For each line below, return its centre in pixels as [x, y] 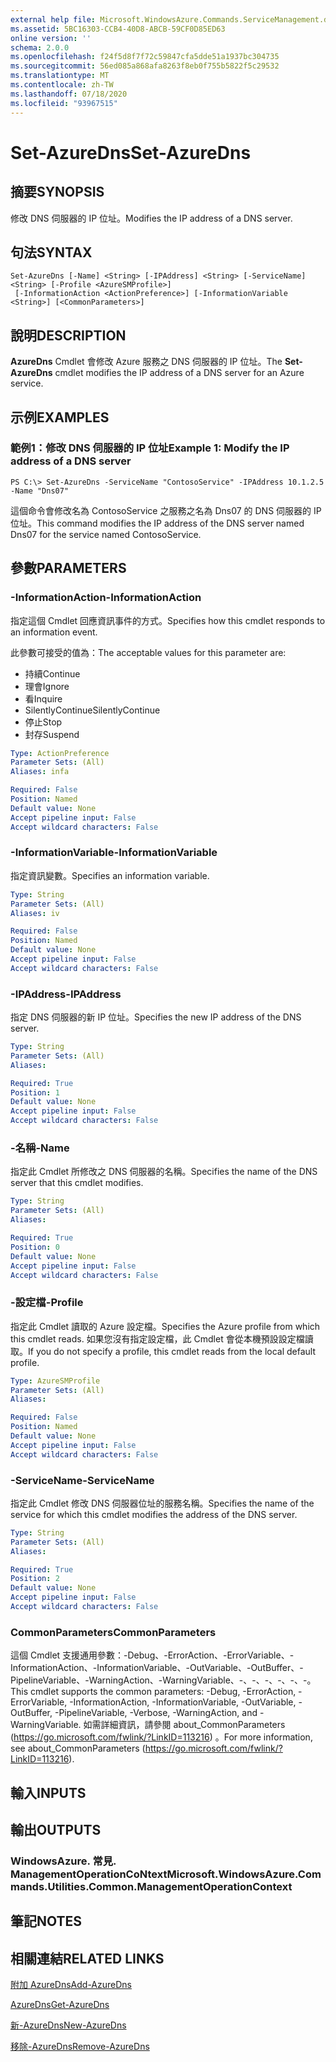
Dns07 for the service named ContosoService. [106, 534]
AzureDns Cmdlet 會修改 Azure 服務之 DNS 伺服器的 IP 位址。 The [146, 362]
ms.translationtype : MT [60, 76]
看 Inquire [43, 698]
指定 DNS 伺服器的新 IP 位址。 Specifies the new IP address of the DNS [156, 1017]
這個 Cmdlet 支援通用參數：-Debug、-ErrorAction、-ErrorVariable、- [152, 1655]
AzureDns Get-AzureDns [60, 2005]
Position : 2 [35, 1579]
